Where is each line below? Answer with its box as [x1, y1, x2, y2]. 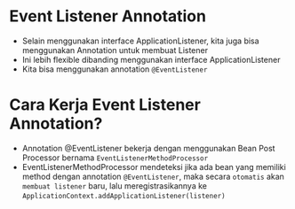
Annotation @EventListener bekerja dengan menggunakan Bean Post [21, 143, 275, 153]
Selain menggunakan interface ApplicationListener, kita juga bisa [21, 35, 259, 46]
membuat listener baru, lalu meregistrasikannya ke [21, 180, 207, 191]
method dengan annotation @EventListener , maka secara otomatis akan [21, 171, 284, 182]
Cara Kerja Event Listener [9, 95, 202, 115]
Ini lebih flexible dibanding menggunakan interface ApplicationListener [21, 54, 281, 65]
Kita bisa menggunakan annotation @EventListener [21, 64, 208, 74]
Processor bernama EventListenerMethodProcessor [21, 152, 209, 163]
